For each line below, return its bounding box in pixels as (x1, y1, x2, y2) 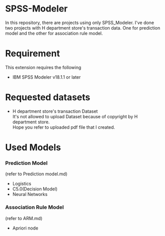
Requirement (5, 48, 60, 59)
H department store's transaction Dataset (12, 108, 98, 114)
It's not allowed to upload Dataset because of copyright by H (12, 113, 138, 119)
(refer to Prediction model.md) (5, 171, 67, 177)
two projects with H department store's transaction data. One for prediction (5, 25, 160, 31)
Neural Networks (12, 191, 47, 197)
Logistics (12, 181, 31, 187)
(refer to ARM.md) (5, 215, 42, 221)
